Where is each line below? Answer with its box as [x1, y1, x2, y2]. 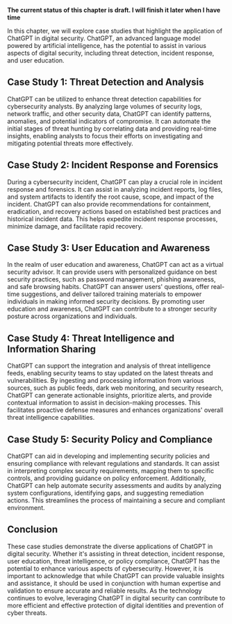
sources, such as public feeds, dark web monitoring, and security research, [7, 384, 224, 392]
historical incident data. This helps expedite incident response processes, [7, 215, 218, 223]
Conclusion [7, 524, 58, 536]
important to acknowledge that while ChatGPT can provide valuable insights [7, 571, 224, 580]
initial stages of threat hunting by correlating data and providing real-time [7, 124, 217, 133]
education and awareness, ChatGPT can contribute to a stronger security [7, 305, 217, 313]
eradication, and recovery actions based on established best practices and [7, 207, 222, 215]
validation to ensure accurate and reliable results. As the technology [7, 586, 202, 595]
